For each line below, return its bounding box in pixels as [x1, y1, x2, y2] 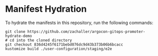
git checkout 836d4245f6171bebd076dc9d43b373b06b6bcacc [5, 42, 123, 47]
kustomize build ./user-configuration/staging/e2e [5, 46, 112, 51]
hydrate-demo [5, 33, 32, 38]
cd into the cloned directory [9, 38, 72, 43]
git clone [5, 29, 26, 34]
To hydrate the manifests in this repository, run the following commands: [5, 20, 154, 26]
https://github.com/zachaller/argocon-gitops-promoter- [27, 29, 146, 34]
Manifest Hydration [5, 3, 87, 15]
